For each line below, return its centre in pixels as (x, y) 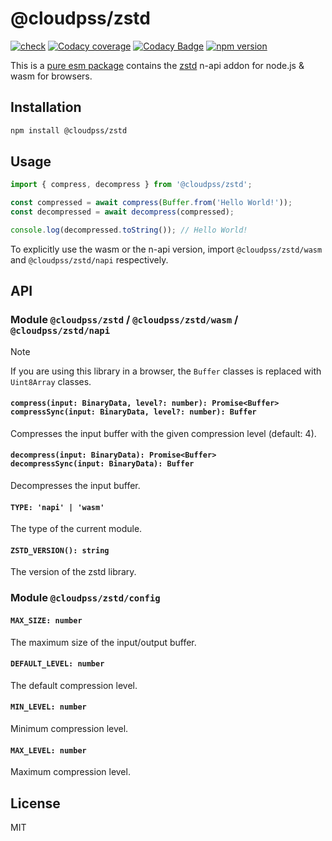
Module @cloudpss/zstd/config (85, 598)
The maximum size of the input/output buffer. (103, 642)
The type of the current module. (76, 529)
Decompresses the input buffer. (75, 486)
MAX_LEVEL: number (48, 750)
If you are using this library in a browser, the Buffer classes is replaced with (166, 371)
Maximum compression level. (70, 772)
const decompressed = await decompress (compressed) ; (122, 212)
